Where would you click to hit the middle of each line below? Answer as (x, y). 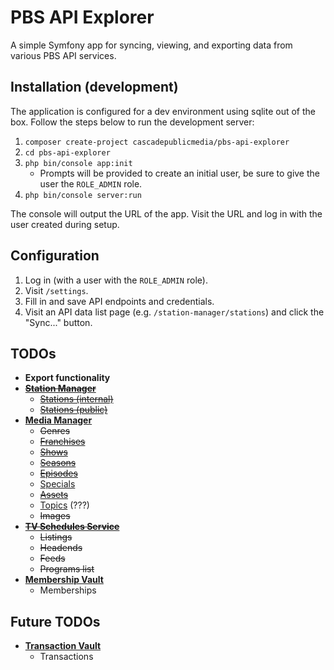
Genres (55, 431)
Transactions (66, 657)
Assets (54, 495)
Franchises (62, 442)
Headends (61, 548)
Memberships (68, 590)
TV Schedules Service (72, 527)
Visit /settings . (56, 290)
